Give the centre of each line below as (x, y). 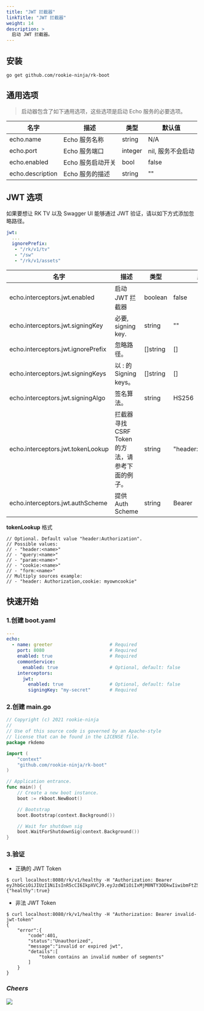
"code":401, (43, 936)
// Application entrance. (39, 782)
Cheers (17, 988)
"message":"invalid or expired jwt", (76, 946)
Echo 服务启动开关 (90, 162)
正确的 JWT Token (38, 868)
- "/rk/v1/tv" (32, 250)
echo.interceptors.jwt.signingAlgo (57, 398)
